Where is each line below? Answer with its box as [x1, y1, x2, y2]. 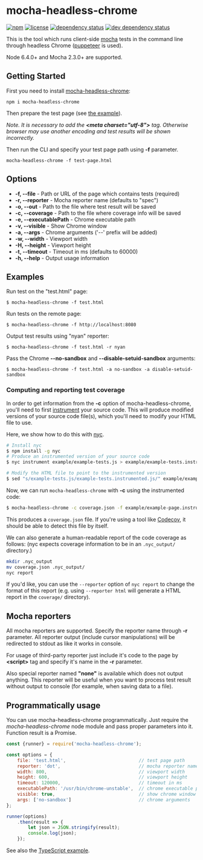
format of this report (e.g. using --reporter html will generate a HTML [6, 587, 181, 594]
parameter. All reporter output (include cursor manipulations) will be [6, 634, 175, 641]
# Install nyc [6, 442, 42, 448]
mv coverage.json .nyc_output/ [6, 564, 85, 570]
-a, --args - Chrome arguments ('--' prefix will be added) [14, 228, 158, 236]
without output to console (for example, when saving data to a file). [6, 683, 173, 690]
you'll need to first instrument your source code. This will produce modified [6, 406, 194, 413]
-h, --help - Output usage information [14, 254, 109, 261]
